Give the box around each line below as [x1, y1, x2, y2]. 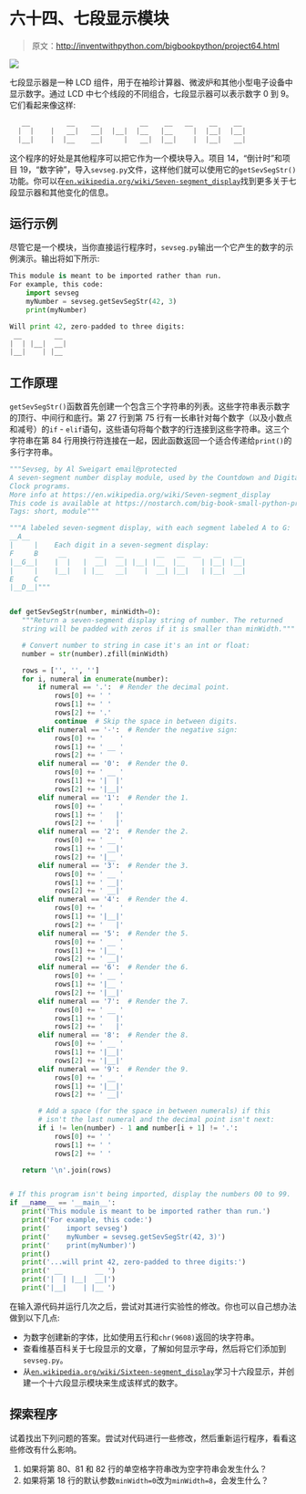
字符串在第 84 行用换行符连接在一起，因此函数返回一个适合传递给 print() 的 [9, 435, 292, 446]
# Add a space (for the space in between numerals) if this [37, 1106, 271, 1116]
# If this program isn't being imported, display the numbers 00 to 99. [9, 1190, 291, 1199]
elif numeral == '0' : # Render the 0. [37, 759, 189, 768]
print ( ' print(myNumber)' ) [21, 1240, 137, 1250]
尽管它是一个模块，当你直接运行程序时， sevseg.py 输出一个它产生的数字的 [9, 242, 286, 253]
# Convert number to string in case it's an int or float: [21, 641, 250, 650]
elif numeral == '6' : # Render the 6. [37, 963, 189, 972]
